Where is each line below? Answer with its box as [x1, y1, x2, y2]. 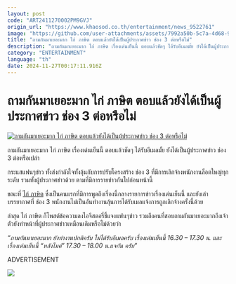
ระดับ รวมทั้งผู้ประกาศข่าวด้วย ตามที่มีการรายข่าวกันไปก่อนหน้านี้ [7, 175, 153, 184]
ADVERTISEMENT [7, 255, 60, 264]
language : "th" [7, 56, 52, 63]
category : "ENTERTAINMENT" [7, 50, 86, 57]
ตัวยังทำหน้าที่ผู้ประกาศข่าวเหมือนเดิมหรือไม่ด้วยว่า [7, 219, 122, 228]
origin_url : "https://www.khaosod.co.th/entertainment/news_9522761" [7, 23, 216, 30]
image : [7, 29, 27, 37]
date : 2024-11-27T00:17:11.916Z [7, 62, 102, 69]
